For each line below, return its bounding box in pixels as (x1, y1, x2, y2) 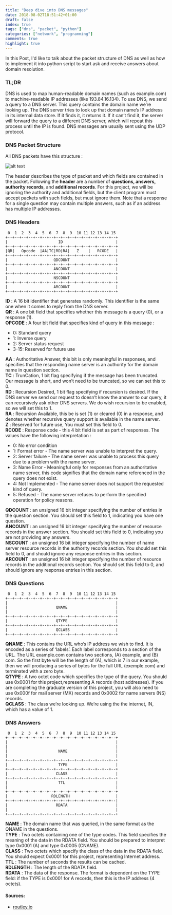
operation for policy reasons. (12, 497, 74, 503)
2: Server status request (12, 340, 64, 347)
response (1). (5, 314, 33, 320)
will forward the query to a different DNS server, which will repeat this (5, 118, 153, 124)
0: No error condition (12, 442, 58, 449)
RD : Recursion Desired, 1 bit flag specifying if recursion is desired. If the (5, 388, 159, 395)
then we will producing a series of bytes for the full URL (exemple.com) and (5, 662, 165, 668)
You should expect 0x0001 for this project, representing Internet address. (5, 853, 161, 860)
